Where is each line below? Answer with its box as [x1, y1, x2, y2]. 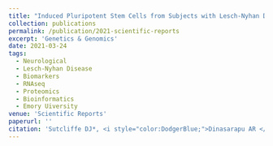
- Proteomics [15, 87, 60, 96]
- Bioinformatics [15, 95, 75, 103]
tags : [8, 49, 27, 58]
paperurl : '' [8, 118, 53, 126]
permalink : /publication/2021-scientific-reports [8, 27, 180, 35]
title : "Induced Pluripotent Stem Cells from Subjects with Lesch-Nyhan [8, 11, 260, 20]
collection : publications [8, 19, 96, 28]
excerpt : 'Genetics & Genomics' [8, 34, 118, 43]
